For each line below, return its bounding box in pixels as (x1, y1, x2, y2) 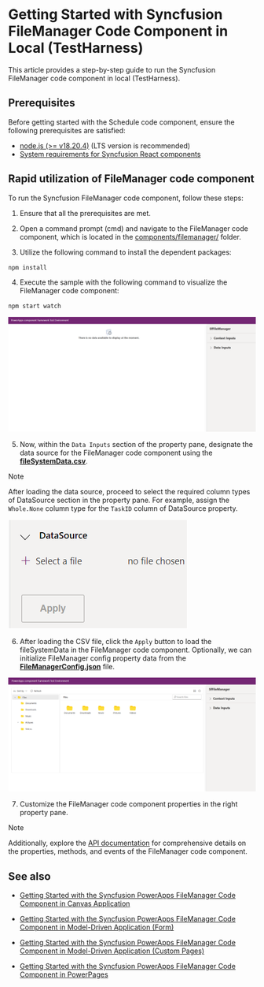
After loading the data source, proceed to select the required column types (8, 486, 251, 496)
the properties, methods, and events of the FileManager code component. (8, 847, 247, 856)
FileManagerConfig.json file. (19, 661, 115, 671)
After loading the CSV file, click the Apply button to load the (19, 636, 212, 646)
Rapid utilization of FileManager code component (8, 172, 255, 186)
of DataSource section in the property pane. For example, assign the (8, 495, 230, 505)
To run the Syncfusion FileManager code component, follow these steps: (8, 193, 244, 203)
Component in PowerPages (19, 970, 108, 979)
